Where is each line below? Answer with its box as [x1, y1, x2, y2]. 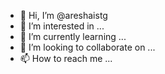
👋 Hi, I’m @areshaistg [19, 10, 108, 21]
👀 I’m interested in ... [19, 20, 105, 32]
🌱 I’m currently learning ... [19, 31, 127, 42]
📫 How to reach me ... [19, 53, 113, 64]
